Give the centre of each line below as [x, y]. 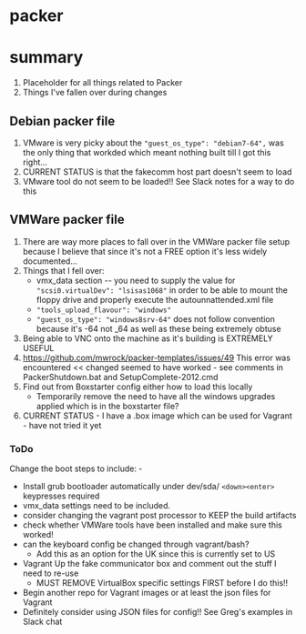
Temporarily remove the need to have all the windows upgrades [156, 396]
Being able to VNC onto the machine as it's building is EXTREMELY [148, 338]
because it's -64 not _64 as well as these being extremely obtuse [158, 328]
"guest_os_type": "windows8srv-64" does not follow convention [156, 318]
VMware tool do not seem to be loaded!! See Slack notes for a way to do [158, 181]
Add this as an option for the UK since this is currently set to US [156, 554]
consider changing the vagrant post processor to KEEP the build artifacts [159, 516]
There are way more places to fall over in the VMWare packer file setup [156, 241]
